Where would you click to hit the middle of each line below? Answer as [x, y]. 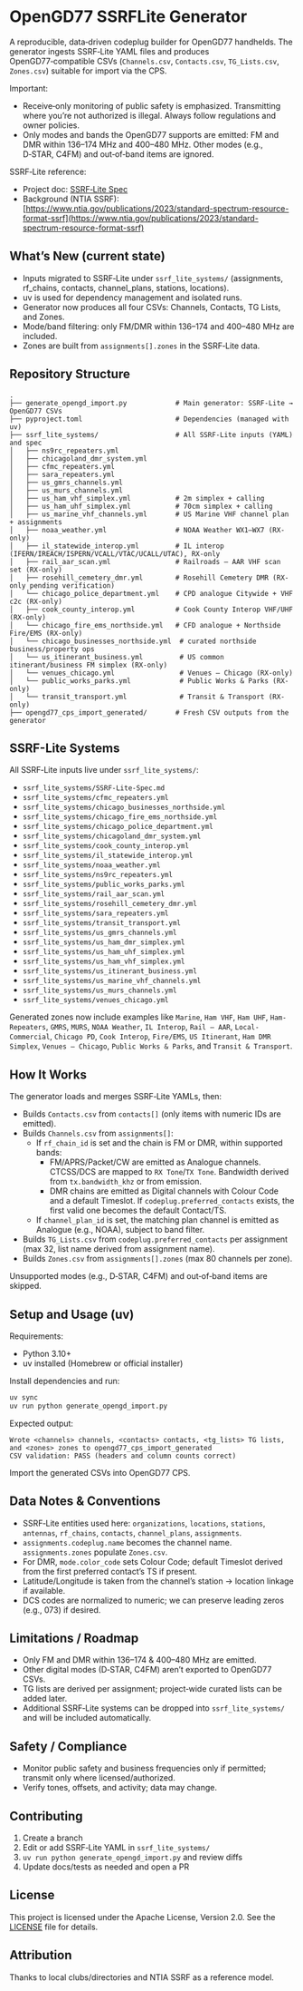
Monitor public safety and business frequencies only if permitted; [144, 1768]
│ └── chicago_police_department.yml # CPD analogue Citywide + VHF [151, 593]
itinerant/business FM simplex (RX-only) [89, 665]
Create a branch [52, 1838]
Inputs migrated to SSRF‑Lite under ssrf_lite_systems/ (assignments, [152, 278]
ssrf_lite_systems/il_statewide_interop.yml [108, 856]
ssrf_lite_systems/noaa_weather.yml [91, 865]
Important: [28, 88]
